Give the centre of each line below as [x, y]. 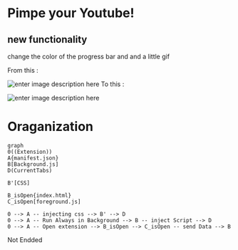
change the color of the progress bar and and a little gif [88, 56]
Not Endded [25, 239]
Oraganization [51, 127]
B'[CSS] [19, 183]
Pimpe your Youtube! [71, 13]
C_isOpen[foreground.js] [44, 202]
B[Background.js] [33, 164]
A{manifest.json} [33, 158]
